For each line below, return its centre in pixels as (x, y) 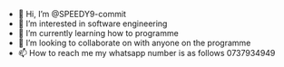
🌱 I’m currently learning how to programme (98, 33)
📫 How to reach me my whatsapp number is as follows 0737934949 (147, 53)
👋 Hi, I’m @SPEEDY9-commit (72, 14)
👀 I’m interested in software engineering (93, 24)
